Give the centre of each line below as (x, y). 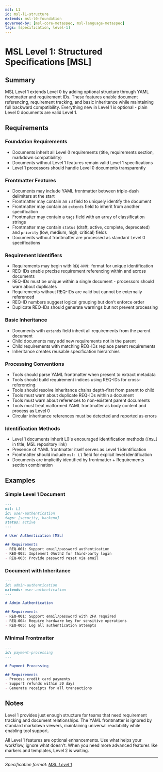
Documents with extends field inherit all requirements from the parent (81, 330)
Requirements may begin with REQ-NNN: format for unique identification (83, 266)
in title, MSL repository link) (39, 444)
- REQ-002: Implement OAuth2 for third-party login (58, 553)
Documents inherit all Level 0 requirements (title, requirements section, (83, 152)
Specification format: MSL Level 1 (39, 764)
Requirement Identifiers (33, 255)
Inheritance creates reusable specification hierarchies (66, 351)
